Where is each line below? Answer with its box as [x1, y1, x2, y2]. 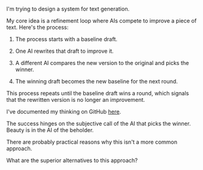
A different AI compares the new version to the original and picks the [15, 60, 189, 66]
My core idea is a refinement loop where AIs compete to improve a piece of [6, 17, 197, 24]
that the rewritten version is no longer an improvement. [6, 96, 145, 103]
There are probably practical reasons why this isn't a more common [6, 138, 178, 145]
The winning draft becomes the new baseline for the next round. [15, 78, 178, 85]
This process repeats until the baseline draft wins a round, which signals [6, 90, 190, 97]
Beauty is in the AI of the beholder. [6, 126, 94, 134]
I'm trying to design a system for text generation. [6, 6, 130, 12]
